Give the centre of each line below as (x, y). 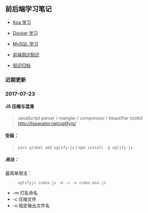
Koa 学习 (22, 22)
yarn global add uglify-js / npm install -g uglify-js (75, 147)
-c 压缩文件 (24, 199)
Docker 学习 (25, 33)
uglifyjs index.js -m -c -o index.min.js (62, 183)
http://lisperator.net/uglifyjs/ (47, 123)
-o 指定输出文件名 (31, 206)
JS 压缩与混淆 (20, 106)
